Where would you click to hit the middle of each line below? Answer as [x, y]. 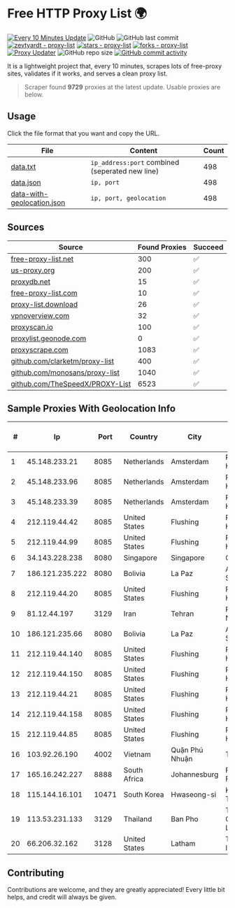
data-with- [30, 194]
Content [144, 150]
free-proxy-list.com [44, 293]
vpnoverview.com [40, 315]
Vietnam [137, 754]
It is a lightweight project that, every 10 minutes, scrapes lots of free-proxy [115, 66]
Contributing [36, 873]
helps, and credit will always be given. [62, 897]
